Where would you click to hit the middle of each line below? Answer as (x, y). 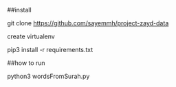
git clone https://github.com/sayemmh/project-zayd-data (88, 23)
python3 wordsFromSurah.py (48, 76)
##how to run (26, 63)
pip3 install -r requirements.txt (50, 50)
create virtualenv (31, 36)
